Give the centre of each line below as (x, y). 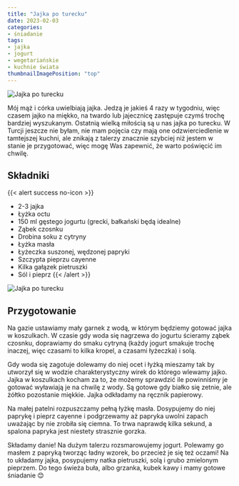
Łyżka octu (34, 214)
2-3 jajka (31, 207)
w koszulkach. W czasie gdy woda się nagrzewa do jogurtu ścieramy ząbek (119, 336)
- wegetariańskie (33, 61)
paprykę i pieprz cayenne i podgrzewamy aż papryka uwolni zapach (108, 416)
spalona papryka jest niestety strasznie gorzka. (77, 431)
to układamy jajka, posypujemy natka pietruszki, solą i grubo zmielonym (113, 460)
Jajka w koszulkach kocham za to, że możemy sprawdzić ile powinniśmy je (118, 380)
